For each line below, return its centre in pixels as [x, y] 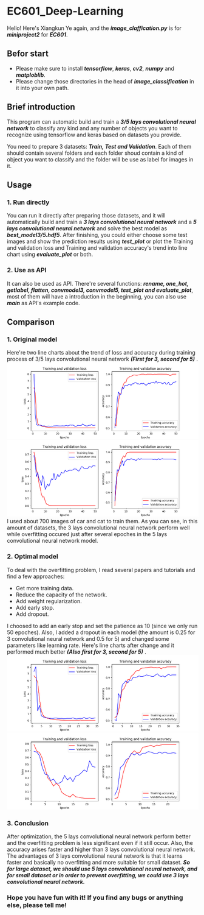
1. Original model [32, 339]
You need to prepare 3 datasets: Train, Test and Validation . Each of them [99, 146]
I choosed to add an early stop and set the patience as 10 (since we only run [102, 626]
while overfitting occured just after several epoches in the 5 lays [87, 534]
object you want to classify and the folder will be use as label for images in [100, 159]
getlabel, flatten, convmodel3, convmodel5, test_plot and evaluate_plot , [100, 290]
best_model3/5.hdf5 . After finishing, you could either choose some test [97, 235]
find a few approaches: [36, 576]
